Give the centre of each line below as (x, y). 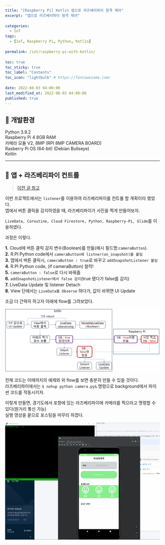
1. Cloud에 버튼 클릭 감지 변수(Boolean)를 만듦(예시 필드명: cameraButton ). (77, 248)
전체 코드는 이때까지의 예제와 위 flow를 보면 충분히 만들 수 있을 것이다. (72, 380)
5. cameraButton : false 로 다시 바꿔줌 (43, 273)
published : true (22, 98)
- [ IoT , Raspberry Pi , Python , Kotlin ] (50, 42)
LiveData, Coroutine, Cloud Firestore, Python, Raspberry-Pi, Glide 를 (79, 221)
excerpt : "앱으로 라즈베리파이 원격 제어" (42, 15)
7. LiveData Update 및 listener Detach (43, 285)
